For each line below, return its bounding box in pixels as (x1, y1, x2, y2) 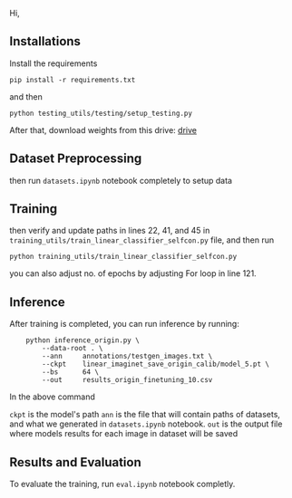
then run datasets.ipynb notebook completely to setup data (9, 175, 233, 186)
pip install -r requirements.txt (9, 75, 136, 84)
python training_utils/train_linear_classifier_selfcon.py (9, 253, 238, 262)
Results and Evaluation (9, 455, 142, 470)
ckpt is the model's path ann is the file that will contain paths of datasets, (9, 409, 281, 420)
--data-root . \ (42, 344, 103, 353)
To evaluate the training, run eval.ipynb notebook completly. (9, 479, 236, 490)
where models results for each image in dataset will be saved (9, 428, 238, 439)
